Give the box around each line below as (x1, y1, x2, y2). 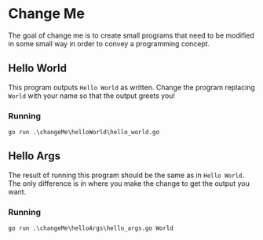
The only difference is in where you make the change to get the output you (8, 178, 250, 188)
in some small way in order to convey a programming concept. (8, 38, 210, 48)
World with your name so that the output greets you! (8, 91, 175, 100)
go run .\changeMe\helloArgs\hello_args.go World (8, 224, 174, 232)
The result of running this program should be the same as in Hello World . (8, 170, 245, 180)
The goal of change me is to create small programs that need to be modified (8, 31, 255, 40)
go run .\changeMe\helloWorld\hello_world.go (8, 129, 159, 136)
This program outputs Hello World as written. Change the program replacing (8, 82, 255, 92)
